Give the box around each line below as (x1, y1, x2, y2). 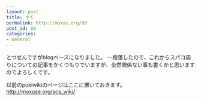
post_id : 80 (6, 25, 36, 32)
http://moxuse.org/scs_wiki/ (6, 88, 76, 95)
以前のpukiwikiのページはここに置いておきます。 (6, 81, 126, 88)
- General (6, 36, 31, 42)
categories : (6, 31, 36, 37)
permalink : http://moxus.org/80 (6, 20, 87, 26)
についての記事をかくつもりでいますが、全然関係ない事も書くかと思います (11, 61, 196, 68)
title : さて (6, 14, 34, 20)
